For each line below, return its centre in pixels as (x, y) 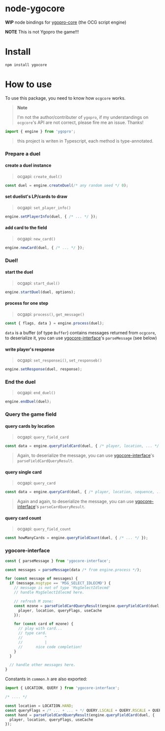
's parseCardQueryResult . (60, 507)
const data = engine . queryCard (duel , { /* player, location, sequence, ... (84, 492)
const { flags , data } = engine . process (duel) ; (55, 324)
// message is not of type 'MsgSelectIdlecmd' (62, 588)
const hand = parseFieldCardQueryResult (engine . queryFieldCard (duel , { (80, 715)
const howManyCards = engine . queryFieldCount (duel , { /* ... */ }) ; (77, 538)
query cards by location (30, 426)
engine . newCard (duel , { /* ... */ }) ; (45, 248)
